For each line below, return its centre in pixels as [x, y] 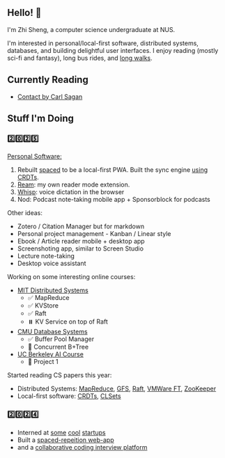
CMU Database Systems [53, 332]
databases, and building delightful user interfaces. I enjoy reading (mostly [113, 50]
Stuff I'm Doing [41, 119]
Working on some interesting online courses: [71, 277]
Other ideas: [25, 213]
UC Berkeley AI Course [50, 354]
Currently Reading [48, 80]
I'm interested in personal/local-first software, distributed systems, [103, 43]
